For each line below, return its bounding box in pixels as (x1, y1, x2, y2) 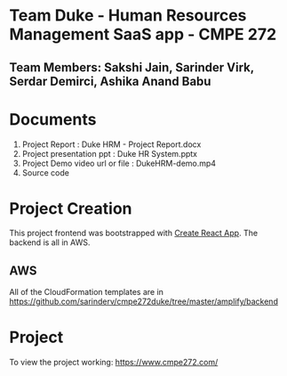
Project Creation (9, 198, 132, 218)
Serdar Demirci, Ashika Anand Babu (9, 73, 211, 89)
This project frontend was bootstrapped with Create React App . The (9, 228, 259, 239)
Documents (9, 109, 97, 129)
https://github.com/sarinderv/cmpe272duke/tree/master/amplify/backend (9, 296, 278, 307)
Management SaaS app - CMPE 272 (9, 24, 277, 45)
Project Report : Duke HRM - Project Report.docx (21, 139, 202, 150)
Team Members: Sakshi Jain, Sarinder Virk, (9, 60, 255, 75)
